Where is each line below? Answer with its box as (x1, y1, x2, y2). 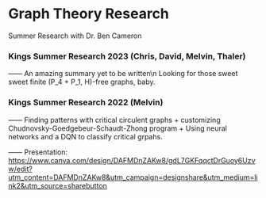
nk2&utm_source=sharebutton (8, 181, 107, 190)
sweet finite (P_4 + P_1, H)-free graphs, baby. (8, 77, 156, 87)
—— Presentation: (8, 147, 68, 157)
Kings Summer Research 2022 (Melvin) (8, 97, 164, 108)
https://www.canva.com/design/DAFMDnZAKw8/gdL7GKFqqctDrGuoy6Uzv (8, 155, 256, 165)
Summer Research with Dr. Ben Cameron (8, 31, 142, 40)
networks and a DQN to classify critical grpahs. (8, 131, 163, 141)
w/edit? (8, 164, 33, 173)
